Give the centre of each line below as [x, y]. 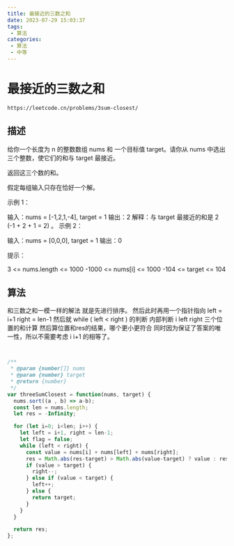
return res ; [31, 529]
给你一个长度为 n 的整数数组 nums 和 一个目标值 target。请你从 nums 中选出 [117, 149]
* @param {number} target [48, 375]
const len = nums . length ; [51, 408]
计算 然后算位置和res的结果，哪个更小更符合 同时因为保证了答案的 [120, 328]
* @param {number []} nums [48, 369]
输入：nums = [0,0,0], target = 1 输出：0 [65, 240]
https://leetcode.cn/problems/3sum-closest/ [73, 108]
